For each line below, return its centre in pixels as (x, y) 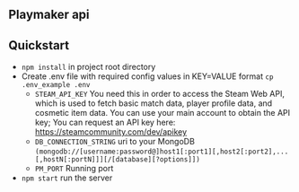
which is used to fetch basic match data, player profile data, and (154, 103)
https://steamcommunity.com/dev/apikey (111, 132)
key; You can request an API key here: (105, 122)
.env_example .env (56, 85)
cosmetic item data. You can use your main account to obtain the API (163, 113)
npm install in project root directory (88, 67)
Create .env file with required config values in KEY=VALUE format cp (147, 76)
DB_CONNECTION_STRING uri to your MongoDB (114, 142)
